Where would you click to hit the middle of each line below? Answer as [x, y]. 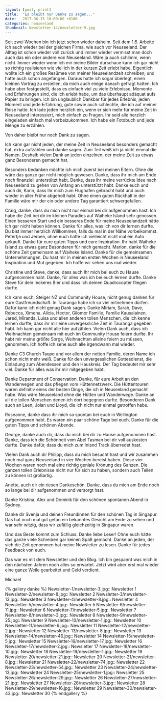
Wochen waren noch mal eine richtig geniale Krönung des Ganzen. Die [76, 465]
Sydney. [13, 505]
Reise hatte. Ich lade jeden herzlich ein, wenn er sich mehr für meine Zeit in [81, 110]
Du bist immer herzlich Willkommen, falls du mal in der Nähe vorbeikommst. [81, 231]
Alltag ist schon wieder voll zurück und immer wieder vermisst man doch [79, 53]
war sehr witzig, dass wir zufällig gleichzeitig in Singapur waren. [70, 525]
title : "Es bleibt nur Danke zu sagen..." [50, 14]
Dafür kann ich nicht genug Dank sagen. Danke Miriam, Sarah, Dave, [74, 308]
